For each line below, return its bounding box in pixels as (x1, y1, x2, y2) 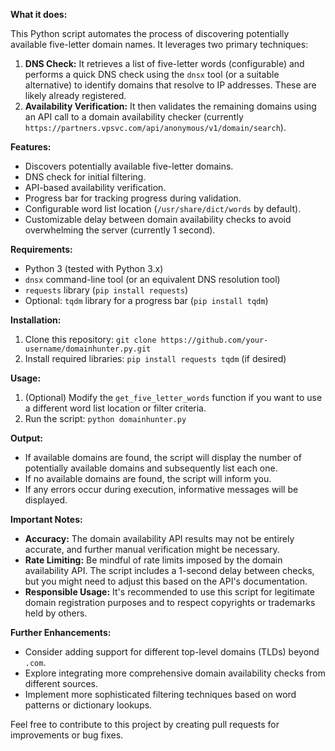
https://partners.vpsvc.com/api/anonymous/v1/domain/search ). (24, 122, 287, 133)
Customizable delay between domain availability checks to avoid (24, 214, 292, 225)
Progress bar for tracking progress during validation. (24, 192, 242, 204)
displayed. (24, 494, 68, 506)
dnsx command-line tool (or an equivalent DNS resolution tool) (24, 274, 281, 285)
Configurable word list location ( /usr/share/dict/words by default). (24, 203, 302, 214)
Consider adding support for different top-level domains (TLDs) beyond (24, 646, 320, 658)
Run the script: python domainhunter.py (24, 413, 187, 424)
